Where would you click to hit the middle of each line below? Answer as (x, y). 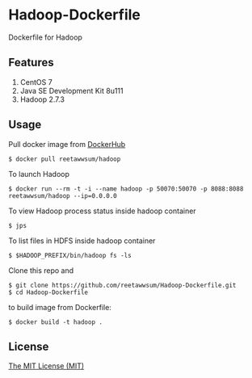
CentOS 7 (36, 82)
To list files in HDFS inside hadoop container (82, 241)
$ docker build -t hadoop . (56, 322)
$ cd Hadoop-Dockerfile (48, 292)
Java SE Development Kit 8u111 (71, 90)
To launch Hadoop (39, 174)
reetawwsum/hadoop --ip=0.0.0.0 (63, 195)
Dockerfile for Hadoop (46, 37)
